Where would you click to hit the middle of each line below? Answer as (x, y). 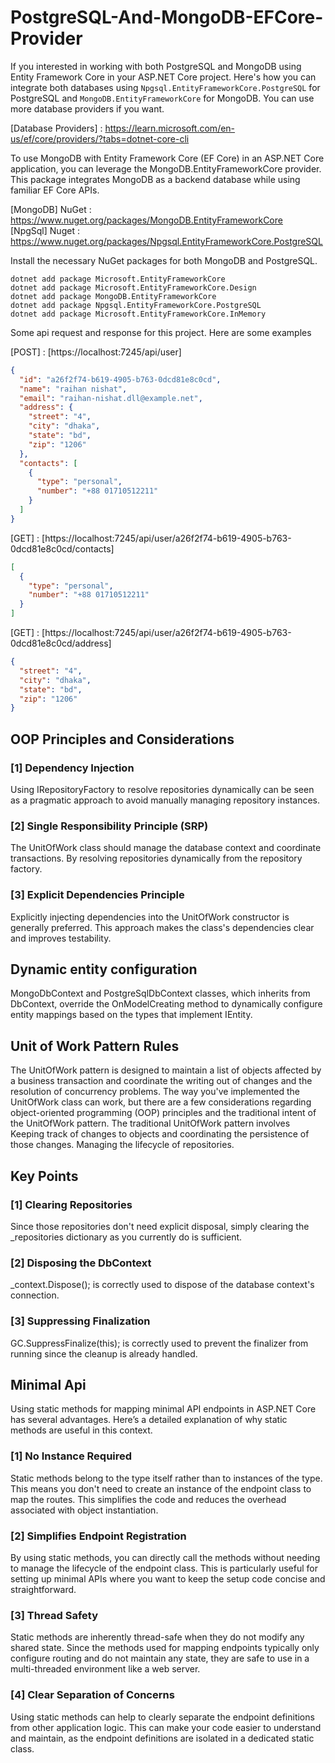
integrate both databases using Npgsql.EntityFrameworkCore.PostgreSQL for (165, 87)
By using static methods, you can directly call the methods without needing (165, 1557)
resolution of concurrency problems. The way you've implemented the (155, 1092)
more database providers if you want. (87, 108)
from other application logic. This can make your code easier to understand (166, 1727)
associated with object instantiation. (84, 1510)
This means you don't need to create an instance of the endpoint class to (161, 1488)
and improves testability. (61, 938)
